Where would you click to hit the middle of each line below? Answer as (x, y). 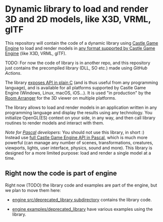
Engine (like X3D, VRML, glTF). (36, 53)
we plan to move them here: (33, 190)
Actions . (13, 73)
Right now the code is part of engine (61, 173)
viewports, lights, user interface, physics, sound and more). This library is (79, 148)
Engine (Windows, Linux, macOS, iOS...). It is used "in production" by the (78, 93)
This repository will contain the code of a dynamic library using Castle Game (81, 43)
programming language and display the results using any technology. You (79, 112)
